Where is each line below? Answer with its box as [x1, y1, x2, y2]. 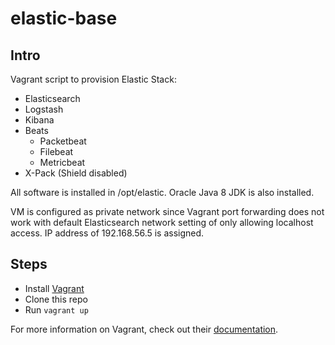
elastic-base [10, 7, 118, 30]
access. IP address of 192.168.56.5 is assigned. [10, 227, 205, 239]
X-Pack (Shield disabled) [24, 167, 128, 179]
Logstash [24, 103, 64, 115]
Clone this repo [24, 293, 88, 305]
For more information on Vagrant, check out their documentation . [10, 323, 279, 335]
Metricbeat [39, 157, 86, 168]
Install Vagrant [24, 282, 85, 294]
